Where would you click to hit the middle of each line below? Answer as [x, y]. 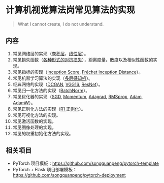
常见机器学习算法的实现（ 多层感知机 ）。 [53, 78]
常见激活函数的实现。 [34, 121]
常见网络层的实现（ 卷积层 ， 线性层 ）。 [50, 53]
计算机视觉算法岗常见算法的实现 [70, 10]
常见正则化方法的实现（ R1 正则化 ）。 [49, 109]
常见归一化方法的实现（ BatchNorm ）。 [51, 90]
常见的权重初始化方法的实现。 [43, 133]
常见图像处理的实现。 [34, 127]
